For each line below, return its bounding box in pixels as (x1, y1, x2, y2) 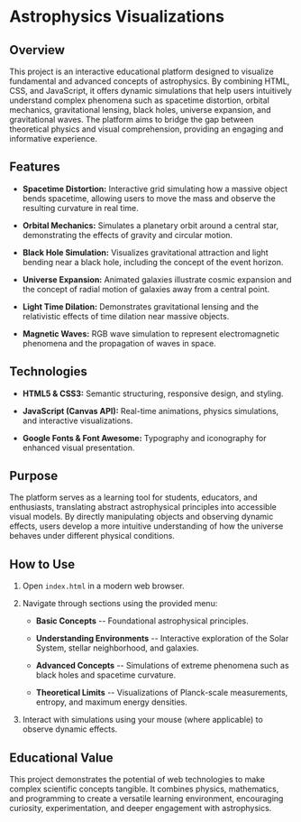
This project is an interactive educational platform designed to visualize (9, 66, 274, 77)
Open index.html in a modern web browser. (22, 580, 185, 592)
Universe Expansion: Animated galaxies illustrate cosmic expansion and (22, 273, 292, 285)
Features (9, 160, 60, 175)
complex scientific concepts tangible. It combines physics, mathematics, (9, 783, 279, 795)
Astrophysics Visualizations (9, 6, 225, 27)
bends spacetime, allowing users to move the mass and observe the (22, 192, 277, 204)
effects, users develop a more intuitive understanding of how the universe (9, 521, 284, 531)
